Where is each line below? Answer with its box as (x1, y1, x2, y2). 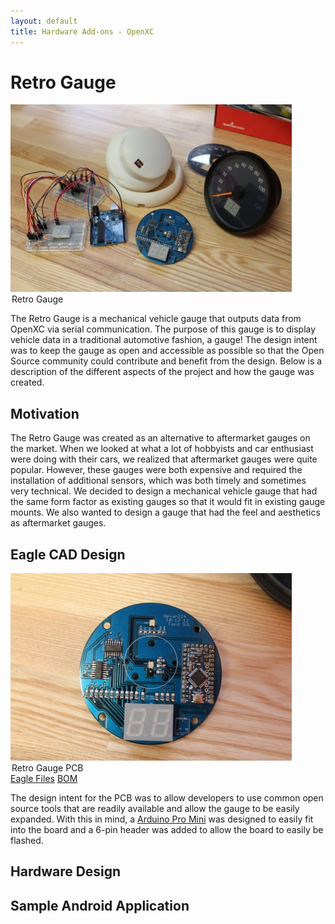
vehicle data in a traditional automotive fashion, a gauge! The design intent (10, 334, 318, 346)
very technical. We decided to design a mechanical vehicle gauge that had (10, 485, 318, 497)
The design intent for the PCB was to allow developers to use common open (10, 792, 324, 804)
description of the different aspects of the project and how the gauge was (10, 366, 315, 378)
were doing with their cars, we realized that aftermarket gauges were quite (10, 453, 318, 465)
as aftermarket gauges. (10, 517, 107, 529)
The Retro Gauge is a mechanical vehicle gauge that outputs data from (10, 313, 302, 325)
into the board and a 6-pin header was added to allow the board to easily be (10, 824, 324, 836)
